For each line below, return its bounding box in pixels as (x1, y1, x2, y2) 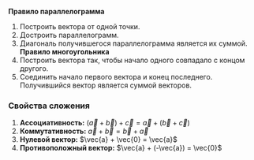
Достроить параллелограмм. (19, 31, 120, 39)
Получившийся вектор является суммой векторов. (19, 80, 192, 90)
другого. (19, 64, 49, 73)
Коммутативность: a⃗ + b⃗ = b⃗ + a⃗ (19, 126, 149, 136)
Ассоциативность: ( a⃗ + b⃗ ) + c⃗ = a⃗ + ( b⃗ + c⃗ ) (19, 118, 191, 128)
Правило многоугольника (19, 47, 110, 56)
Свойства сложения (8, 100, 91, 111)
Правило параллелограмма (8, 7, 105, 16)
